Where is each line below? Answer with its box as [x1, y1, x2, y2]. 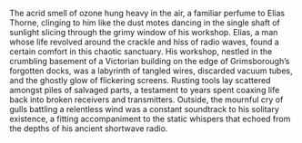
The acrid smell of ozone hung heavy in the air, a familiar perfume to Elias [9, 8, 285, 18]
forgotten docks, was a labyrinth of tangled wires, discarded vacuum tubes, [9, 65, 293, 76]
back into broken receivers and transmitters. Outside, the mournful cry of [9, 94, 284, 105]
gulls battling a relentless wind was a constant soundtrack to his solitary [9, 104, 280, 114]
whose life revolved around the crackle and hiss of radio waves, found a [9, 36, 279, 47]
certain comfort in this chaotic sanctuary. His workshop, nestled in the [9, 46, 273, 57]
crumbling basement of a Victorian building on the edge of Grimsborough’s [9, 56, 290, 66]
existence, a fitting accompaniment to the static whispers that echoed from [9, 113, 291, 124]
